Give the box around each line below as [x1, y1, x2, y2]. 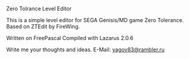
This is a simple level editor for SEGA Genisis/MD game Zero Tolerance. [6, 17, 184, 23]
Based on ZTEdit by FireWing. [6, 23, 80, 30]
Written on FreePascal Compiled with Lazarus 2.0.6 [6, 35, 134, 41]
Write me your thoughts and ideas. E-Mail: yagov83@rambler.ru [6, 46, 165, 53]
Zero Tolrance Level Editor [6, 5, 72, 12]
